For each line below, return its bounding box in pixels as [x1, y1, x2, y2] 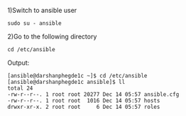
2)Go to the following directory [7, 32, 97, 41]
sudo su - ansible [7, 20, 62, 27]
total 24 [7, 85, 33, 92]
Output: [7, 58, 30, 67]
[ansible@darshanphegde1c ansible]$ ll [7, 78, 126, 85]
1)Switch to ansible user [7, 6, 77, 14]
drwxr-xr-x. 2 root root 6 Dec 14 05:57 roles [7, 103, 160, 110]
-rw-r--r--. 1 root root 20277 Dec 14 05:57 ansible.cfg [7, 91, 180, 98]
